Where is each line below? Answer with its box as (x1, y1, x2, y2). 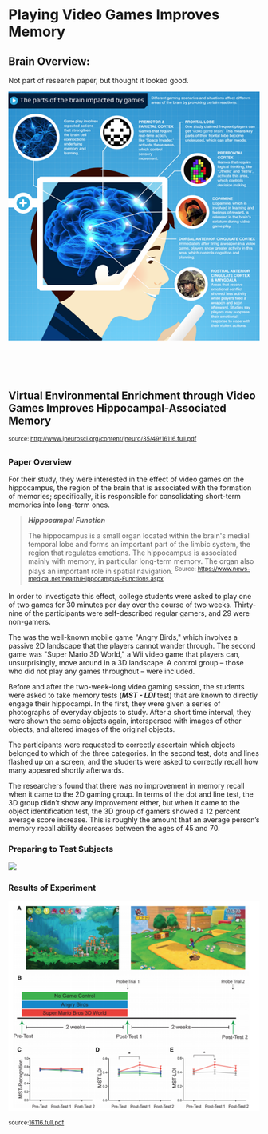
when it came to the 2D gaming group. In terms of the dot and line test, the (8, 789, 254, 799)
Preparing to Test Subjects (8, 844, 114, 855)
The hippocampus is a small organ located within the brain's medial (27, 530, 250, 541)
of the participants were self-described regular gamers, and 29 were (24, 609, 250, 618)
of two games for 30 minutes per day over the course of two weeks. (8, 600, 232, 609)
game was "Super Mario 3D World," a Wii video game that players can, (8, 649, 241, 659)
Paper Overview (8, 456, 72, 467)
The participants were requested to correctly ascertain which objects (8, 740, 236, 749)
